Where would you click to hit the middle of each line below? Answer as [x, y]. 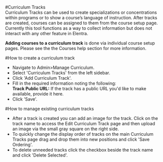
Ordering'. [22, 145]
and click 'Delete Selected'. [40, 155]
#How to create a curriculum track [40, 58]
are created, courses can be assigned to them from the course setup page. [81, 23]
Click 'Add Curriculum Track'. [42, 78]
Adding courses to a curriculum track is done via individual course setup [80, 43]
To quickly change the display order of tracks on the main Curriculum [83, 134]
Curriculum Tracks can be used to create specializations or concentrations [81, 12]
